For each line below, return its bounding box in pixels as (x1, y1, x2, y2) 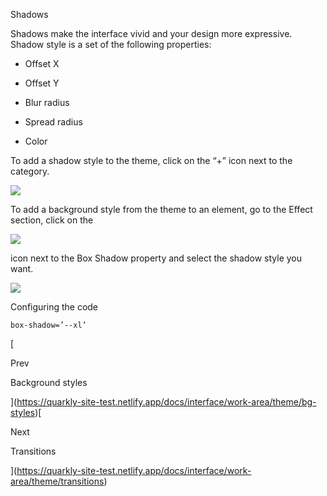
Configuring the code (10, 301, 99, 313)
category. (10, 165, 50, 177)
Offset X (24, 58, 60, 69)
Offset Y (24, 77, 60, 89)
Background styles (10, 377, 88, 388)
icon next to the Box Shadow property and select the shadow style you (10, 252, 303, 264)
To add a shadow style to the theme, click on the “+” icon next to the (10, 155, 293, 166)
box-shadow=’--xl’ (10, 320, 87, 330)
